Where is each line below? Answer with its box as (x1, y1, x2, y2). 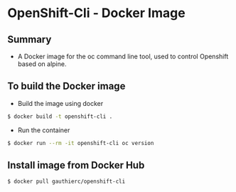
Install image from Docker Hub (7, 159, 145, 171)
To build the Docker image (7, 80, 126, 92)
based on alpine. (17, 60, 67, 68)
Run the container (17, 126, 70, 134)
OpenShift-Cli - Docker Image (7, 5, 186, 21)
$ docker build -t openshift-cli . (7, 112, 113, 120)
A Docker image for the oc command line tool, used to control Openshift (17, 52, 229, 60)
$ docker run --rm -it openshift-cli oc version (7, 139, 154, 146)
